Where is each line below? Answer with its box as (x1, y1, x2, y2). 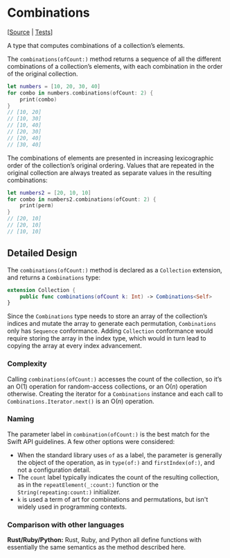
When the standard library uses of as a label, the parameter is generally (17, 450, 222, 459)
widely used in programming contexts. (17, 502, 127, 511)
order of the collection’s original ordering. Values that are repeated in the (7, 161, 215, 170)
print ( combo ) (19, 96, 57, 103)
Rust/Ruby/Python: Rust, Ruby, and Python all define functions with (7, 536, 202, 544)
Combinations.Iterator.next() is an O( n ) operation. (7, 397, 154, 405)
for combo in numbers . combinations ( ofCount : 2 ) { (7, 89, 154, 97)
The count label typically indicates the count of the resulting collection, (17, 473, 220, 481)
